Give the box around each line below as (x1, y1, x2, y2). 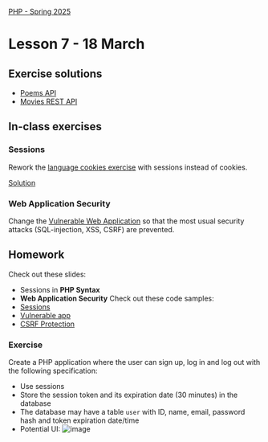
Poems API (19, 88, 57, 97)
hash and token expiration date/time (19, 415, 140, 425)
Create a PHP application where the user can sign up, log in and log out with (8, 358, 261, 367)
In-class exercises (8, 120, 103, 133)
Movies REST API (19, 96, 78, 106)
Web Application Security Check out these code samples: (19, 293, 214, 303)
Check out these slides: (8, 269, 87, 279)
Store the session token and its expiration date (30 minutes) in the (19, 390, 238, 400)
